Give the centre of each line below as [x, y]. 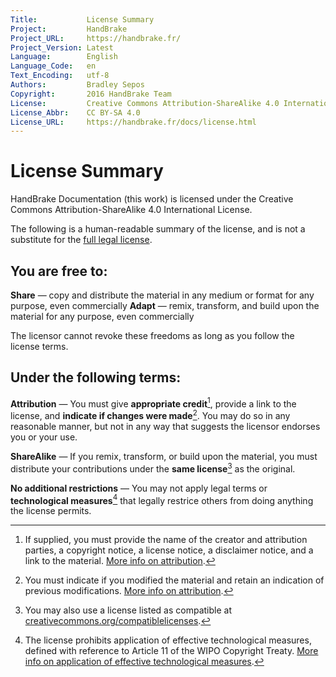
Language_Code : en [53, 66]
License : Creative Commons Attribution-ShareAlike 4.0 [145, 103]
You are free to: [59, 271]
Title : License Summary [82, 19]
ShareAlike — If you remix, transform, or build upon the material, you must [164, 457]
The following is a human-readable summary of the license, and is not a [158, 229]
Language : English [64, 57]
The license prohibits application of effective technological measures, [168, 640]
